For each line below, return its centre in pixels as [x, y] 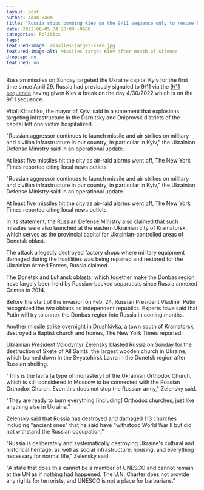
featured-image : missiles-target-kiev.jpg [61, 46]
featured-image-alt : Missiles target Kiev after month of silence [92, 52]
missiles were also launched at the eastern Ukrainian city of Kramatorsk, [97, 227]
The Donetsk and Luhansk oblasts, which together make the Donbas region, [101, 277]
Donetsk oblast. [26, 241]
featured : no [23, 62]
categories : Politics [34, 35]
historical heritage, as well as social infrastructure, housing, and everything [100, 449]
